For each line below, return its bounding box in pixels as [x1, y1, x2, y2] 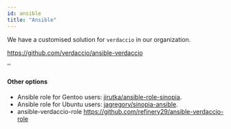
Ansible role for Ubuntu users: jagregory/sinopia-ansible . [16, 100, 179, 108]
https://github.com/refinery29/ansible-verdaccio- [83, 107, 224, 115]
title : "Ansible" [7, 16, 57, 23]
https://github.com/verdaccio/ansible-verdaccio [7, 49, 143, 57]
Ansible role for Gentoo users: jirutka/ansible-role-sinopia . [16, 93, 182, 101]
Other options [7, 78, 48, 86]
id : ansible [7, 10, 41, 17]
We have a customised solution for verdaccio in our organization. [7, 35, 191, 43]
